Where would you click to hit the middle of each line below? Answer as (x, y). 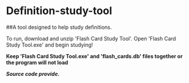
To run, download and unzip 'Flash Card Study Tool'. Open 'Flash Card (91, 38)
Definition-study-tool (59, 11)
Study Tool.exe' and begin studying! (50, 45)
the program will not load (37, 62)
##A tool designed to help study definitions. (59, 27)
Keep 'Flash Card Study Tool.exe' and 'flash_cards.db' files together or (95, 56)
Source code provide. (33, 74)
